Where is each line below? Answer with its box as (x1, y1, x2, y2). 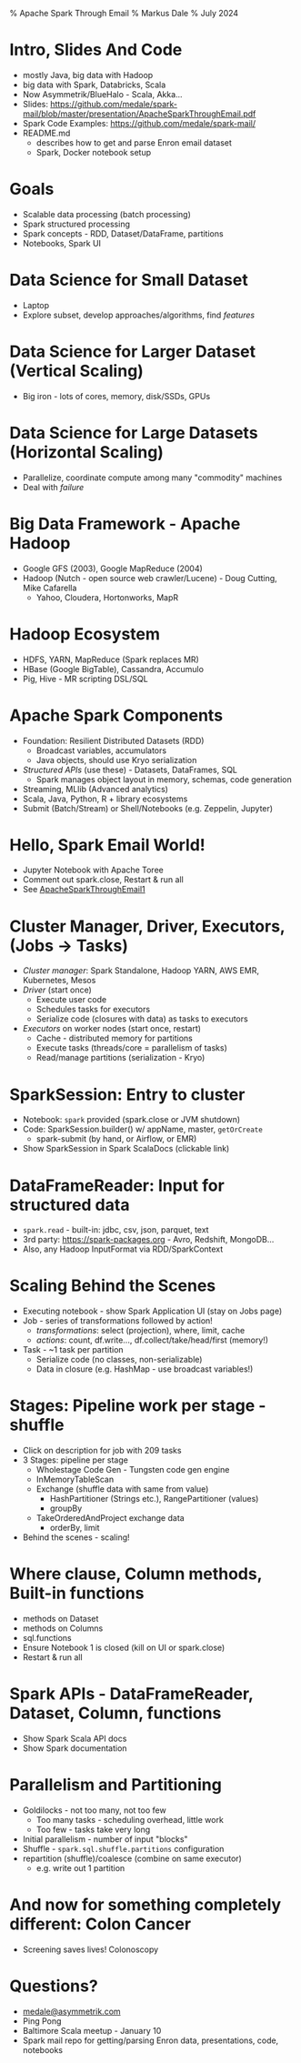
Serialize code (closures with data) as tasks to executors (35, 1013, 248, 1024)
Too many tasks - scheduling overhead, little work (35, 1814, 225, 1825)
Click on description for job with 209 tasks (22, 1445, 182, 1456)
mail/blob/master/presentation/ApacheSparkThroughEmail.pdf (22, 108, 256, 119)
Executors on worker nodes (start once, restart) (22, 1023, 202, 1034)
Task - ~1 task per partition (22, 1344, 125, 1355)
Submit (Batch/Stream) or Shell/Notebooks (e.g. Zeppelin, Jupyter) (22, 802, 274, 813)
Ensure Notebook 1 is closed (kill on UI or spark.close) (22, 1642, 226, 1654)
